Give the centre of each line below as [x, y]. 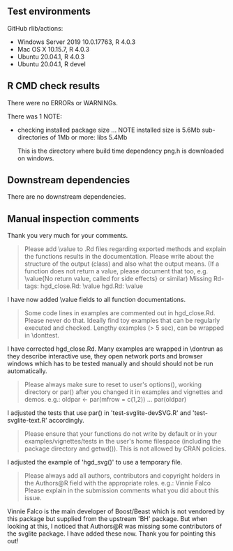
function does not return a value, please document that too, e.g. [116, 271]
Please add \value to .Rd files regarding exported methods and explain [125, 249]
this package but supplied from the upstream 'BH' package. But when [107, 519]
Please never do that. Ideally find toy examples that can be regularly [122, 321]
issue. [33, 498]
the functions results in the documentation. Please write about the [119, 257]
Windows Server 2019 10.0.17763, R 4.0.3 [76, 42]
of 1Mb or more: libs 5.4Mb [89, 137]
